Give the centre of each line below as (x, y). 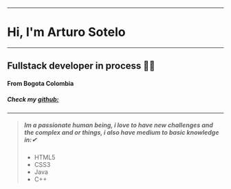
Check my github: (33, 99)
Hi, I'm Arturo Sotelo (66, 32)
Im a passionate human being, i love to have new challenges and (118, 125)
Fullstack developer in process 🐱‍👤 (81, 66)
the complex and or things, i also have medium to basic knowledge (121, 133)
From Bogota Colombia (41, 83)
